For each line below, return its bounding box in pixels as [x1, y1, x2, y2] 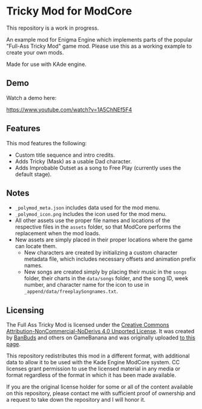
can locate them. [15, 243, 57, 250]
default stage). [15, 171, 52, 178]
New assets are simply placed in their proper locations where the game [15, 236, 193, 243]
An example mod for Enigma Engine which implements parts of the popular [6, 36, 194, 43]
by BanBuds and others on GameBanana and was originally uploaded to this [6, 334, 195, 341]
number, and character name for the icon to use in [24, 281, 149, 289]
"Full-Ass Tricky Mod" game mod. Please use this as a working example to [6, 42, 192, 50]
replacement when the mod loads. [15, 230, 101, 237]
